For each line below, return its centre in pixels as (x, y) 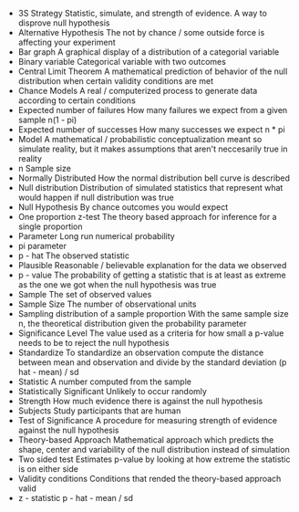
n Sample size (44, 168)
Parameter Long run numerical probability (96, 236)
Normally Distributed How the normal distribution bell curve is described (154, 178)
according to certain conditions (77, 100)
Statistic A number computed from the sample (104, 381)
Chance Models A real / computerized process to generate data (138, 91)
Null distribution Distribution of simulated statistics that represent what (150, 188)
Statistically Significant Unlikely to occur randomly (113, 391)
